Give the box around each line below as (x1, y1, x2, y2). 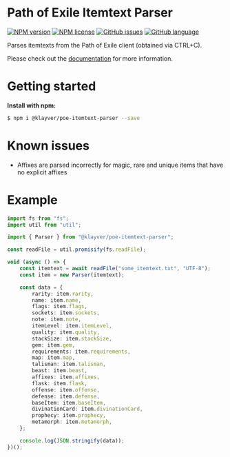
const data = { (19, 284, 63, 291)
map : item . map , (32, 354, 76, 361)
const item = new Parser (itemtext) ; (19, 271, 125, 278)
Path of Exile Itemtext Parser (7, 5, 174, 21)
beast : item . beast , (32, 367, 88, 374)
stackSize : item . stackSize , (32, 335, 112, 342)
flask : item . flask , (32, 380, 88, 387)
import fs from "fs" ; (7, 215, 70, 222)
